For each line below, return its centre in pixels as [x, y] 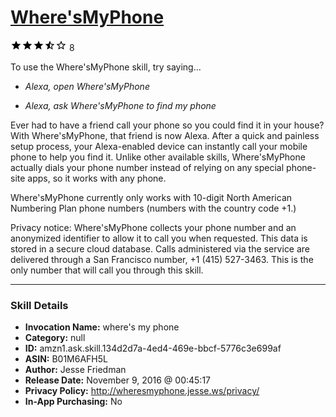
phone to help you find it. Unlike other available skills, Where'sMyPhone [158, 157]
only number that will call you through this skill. [107, 270]
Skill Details [39, 305]
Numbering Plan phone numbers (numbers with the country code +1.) [153, 208]
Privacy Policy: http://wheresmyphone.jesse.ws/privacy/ [142, 391]
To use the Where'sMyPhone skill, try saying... [106, 67]
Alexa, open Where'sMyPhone [87, 86]
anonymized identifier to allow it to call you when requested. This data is [159, 238]
